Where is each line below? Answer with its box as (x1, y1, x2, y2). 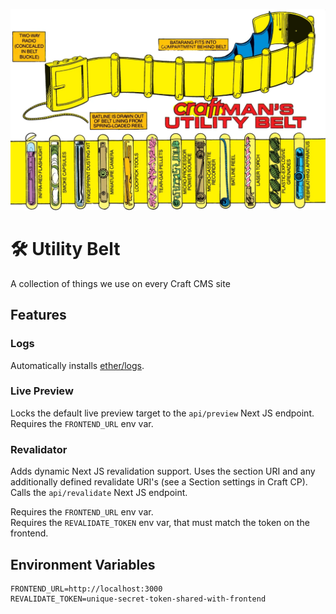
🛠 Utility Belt (10, 238, 121, 261)
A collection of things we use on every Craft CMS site (10, 277, 231, 289)
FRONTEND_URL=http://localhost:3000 (10, 584, 163, 594)
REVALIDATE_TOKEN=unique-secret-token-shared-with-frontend (10, 594, 267, 604)
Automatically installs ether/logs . (10, 359, 145, 371)
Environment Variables (10, 556, 156, 573)
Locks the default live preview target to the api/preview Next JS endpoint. (10, 407, 315, 419)
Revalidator (10, 442, 68, 456)
